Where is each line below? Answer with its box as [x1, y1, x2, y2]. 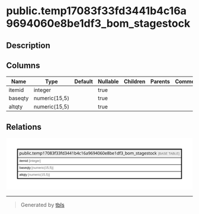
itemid [8, 87, 24, 94]
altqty [8, 103, 23, 110]
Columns [6, 60, 40, 71]
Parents [150, 78, 171, 85]
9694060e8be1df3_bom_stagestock [6, 17, 191, 30]
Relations [6, 122, 42, 132]
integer [33, 87, 52, 94]
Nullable [97, 78, 119, 85]
